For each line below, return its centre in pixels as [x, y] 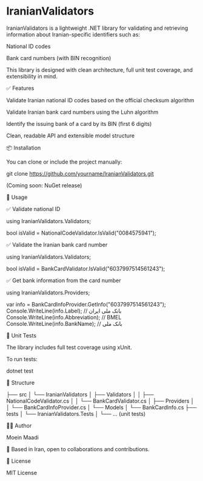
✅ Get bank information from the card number [64, 280]
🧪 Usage [17, 197]
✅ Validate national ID [33, 209]
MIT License [22, 472]
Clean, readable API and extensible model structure [71, 136]
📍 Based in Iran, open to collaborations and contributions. [78, 449]
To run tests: [22, 359]
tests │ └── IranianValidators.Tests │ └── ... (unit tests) [76, 414]
